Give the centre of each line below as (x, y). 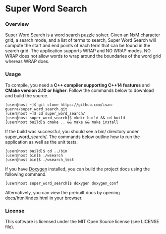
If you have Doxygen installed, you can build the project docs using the (78, 169)
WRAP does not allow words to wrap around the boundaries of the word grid (83, 56)
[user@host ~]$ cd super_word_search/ (45, 113)
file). (10, 227)
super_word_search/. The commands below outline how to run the (73, 137)
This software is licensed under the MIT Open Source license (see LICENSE (82, 222)
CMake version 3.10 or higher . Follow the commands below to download (80, 90)
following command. (26, 174)
